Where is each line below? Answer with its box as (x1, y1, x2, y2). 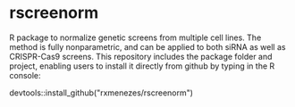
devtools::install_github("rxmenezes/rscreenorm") (9, 87, 194, 98)
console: (9, 70, 42, 80)
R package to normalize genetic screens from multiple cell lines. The (9, 32, 262, 43)
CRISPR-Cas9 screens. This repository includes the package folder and (9, 51, 273, 62)
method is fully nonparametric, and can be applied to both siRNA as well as (9, 41, 286, 52)
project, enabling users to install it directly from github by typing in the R (9, 61, 275, 71)
